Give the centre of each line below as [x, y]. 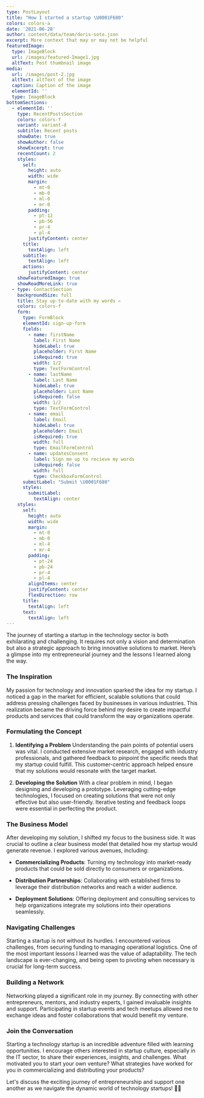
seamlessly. [30, 912]
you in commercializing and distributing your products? [76, 1070]
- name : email [46, 414]
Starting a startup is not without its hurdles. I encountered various [89, 941]
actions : [33, 267]
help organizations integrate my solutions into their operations [93, 906]
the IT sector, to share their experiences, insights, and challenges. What [97, 1057]
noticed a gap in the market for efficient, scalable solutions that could [93, 696]
